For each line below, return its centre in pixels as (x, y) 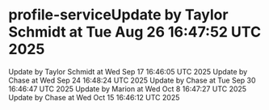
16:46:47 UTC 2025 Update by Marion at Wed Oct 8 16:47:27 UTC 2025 (128, 89)
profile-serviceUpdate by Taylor (118, 15)
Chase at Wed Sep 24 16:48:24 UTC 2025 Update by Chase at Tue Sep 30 (132, 80)
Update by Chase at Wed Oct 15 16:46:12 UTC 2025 (94, 97)
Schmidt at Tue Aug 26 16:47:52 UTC (134, 32)
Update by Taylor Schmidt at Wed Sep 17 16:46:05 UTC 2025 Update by (128, 71)
